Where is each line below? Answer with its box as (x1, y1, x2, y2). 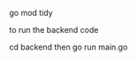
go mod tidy (9, 8, 53, 18)
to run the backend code (9, 25, 99, 34)
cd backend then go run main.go (9, 42, 128, 52)
